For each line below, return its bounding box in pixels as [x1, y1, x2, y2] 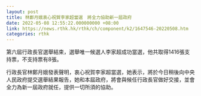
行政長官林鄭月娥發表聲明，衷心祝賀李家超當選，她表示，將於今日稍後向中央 [6, 68, 195, 76]
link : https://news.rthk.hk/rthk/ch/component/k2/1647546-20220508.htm [6, 25, 188, 32]
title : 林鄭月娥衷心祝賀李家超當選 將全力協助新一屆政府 [6, 14, 132, 20]
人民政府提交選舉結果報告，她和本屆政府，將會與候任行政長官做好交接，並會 [6, 76, 195, 83]
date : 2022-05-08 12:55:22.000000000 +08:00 [6, 20, 119, 26]
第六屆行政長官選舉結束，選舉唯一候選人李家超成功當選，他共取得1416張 [6, 49, 185, 56]
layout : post [6, 8, 39, 15]
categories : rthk [6, 31, 50, 37]
